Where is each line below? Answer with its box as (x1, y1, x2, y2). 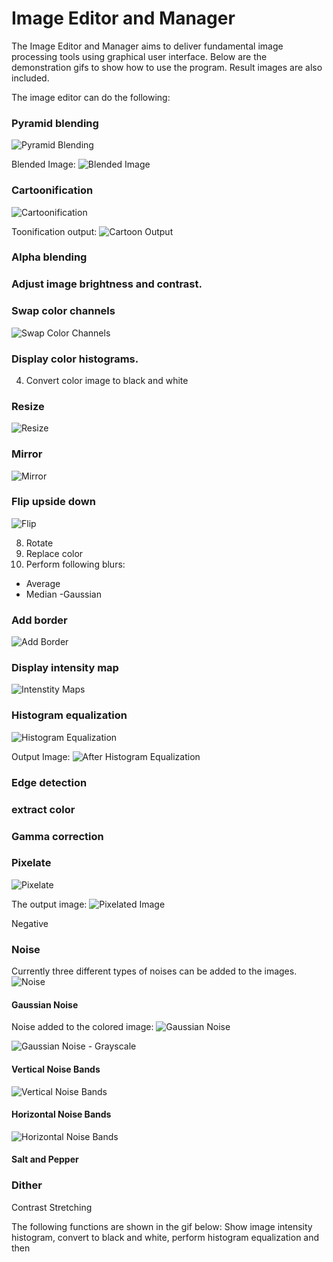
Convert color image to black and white (25, 374, 189, 386)
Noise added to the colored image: (11, 1021, 154, 1033)
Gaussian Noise (11, 998, 79, 1011)
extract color (11, 802, 76, 816)
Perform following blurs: (25, 558, 126, 570)
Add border (11, 613, 68, 627)
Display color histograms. (11, 352, 139, 366)
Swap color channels (11, 304, 116, 318)
